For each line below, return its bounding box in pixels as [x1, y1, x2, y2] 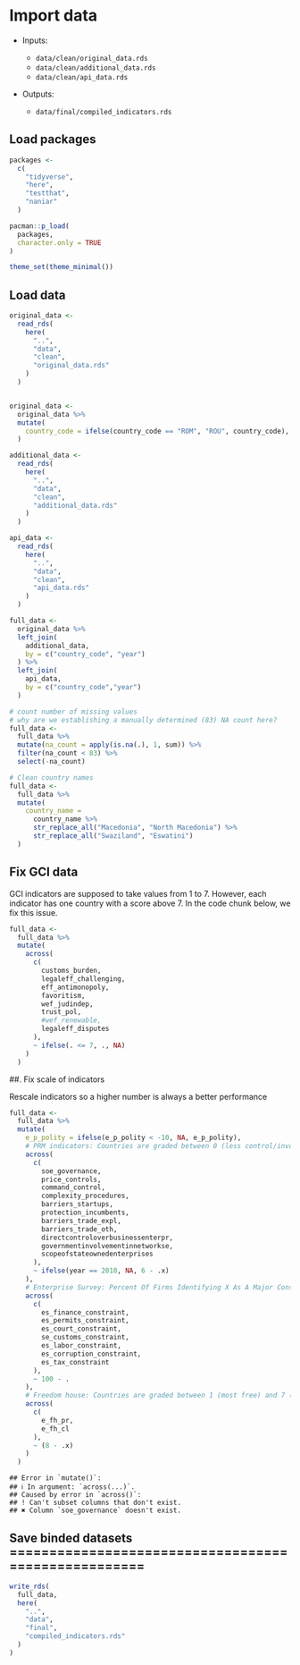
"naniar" [25, 198, 58, 207]
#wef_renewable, [41, 1016, 102, 1025]
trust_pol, [41, 1008, 82, 1017]
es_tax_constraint [41, 1357, 110, 1366]
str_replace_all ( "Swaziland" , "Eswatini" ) [32, 832, 194, 841]
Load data [9, 287, 66, 302]
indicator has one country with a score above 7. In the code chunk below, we [9, 898, 291, 909]
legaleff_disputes [41, 1025, 110, 1034]
